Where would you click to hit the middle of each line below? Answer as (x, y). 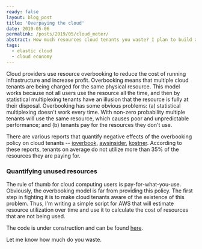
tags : (13, 46)
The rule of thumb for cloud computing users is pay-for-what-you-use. (94, 184)
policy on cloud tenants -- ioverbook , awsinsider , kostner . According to (94, 143)
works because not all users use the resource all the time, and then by (93, 93)
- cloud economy (32, 57)
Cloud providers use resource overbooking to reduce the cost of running (96, 73)
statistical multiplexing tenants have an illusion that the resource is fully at (97, 99)
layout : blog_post (29, 17)
